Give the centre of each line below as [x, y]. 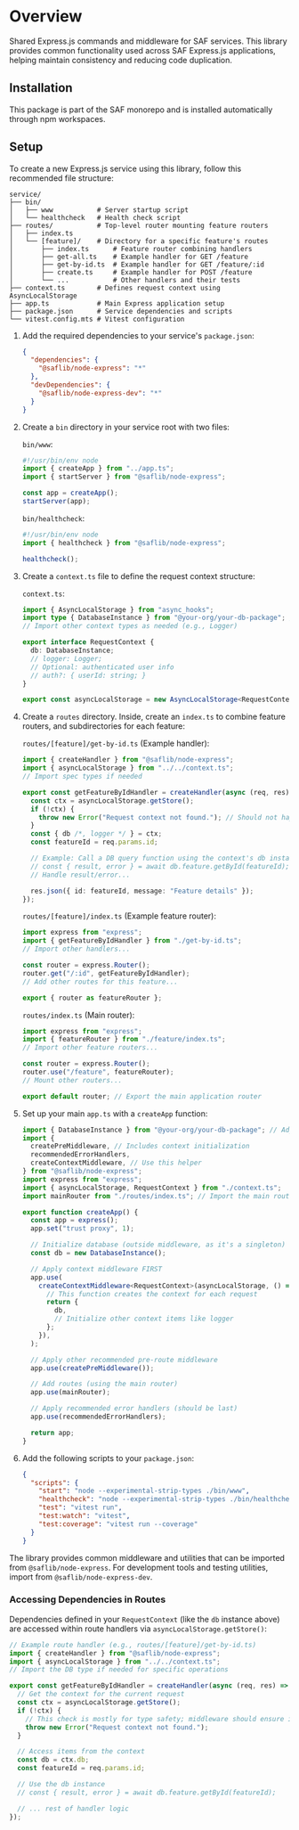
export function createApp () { [80, 1212]
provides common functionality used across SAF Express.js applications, [142, 50]
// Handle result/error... [81, 875]
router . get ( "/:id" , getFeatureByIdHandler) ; [106, 973]
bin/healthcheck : [53, 518]
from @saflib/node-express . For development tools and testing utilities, [139, 1567]
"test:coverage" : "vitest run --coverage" [118, 1524]
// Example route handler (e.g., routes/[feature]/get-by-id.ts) [133, 1645]
